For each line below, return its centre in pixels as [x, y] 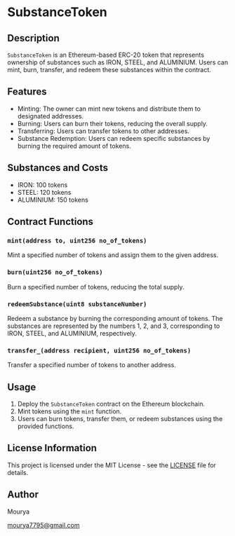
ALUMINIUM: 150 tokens [53, 200]
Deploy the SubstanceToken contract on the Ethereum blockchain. [111, 404]
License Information [52, 448]
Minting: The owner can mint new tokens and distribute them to [109, 109]
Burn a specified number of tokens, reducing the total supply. [96, 287]
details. [18, 472]
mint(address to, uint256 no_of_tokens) [77, 240]
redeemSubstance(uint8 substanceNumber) [77, 304]
